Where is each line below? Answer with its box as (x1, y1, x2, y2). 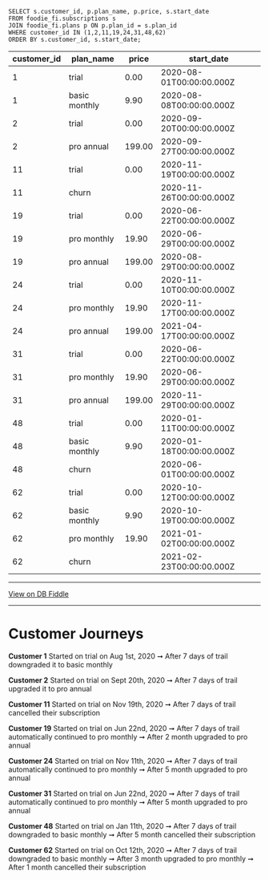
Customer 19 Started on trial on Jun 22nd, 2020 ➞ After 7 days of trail (8, 723, 240, 733)
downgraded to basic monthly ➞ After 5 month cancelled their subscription (8, 829, 256, 839)
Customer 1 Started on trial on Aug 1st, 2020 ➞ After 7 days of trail (8, 651, 228, 661)
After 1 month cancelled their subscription (8, 862, 147, 872)
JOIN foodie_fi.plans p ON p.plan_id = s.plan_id (8, 22, 178, 30)
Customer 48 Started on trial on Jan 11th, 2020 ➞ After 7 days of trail (8, 821, 237, 830)
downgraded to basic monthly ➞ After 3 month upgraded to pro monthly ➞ (8, 854, 254, 863)
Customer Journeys (8, 625, 144, 643)
